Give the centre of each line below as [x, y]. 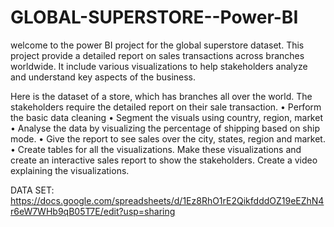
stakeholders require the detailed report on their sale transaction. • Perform [166, 107]
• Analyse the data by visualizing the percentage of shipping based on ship [165, 128]
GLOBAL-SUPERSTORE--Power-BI [154, 17]
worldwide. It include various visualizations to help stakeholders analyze [159, 66]
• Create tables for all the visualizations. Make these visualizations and [156, 149]
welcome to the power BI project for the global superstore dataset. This [157, 45]
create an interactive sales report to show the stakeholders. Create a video [164, 160]
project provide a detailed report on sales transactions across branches [157, 55]
